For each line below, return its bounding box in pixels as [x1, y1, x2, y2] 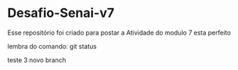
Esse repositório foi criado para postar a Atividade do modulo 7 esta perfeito [7, 28, 231, 37]
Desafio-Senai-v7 [7, 5, 115, 21]
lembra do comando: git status [7, 42, 97, 50]
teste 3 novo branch [7, 55, 66, 64]
